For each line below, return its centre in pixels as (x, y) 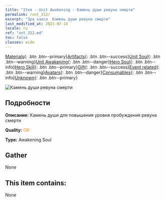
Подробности (28, 103)
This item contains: (36, 183)
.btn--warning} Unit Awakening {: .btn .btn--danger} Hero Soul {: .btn (74, 62)
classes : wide (20, 42)
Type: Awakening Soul (28, 140)
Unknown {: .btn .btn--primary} (46, 77)
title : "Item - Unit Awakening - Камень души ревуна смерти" (70, 10)
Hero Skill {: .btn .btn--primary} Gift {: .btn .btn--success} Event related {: (87, 67)
